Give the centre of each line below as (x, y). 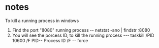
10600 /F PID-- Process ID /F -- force (50, 40)
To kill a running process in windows (42, 21)
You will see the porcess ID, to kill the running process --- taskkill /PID (83, 35)
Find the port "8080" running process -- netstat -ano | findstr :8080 (81, 30)
